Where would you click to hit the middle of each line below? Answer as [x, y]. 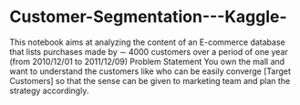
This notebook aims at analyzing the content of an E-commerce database [147, 42]
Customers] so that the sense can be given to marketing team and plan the [150, 80]
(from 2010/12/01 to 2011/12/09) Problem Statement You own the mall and [147, 61]
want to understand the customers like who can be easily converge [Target [150, 71]
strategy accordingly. [49, 90]
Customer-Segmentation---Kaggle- [148, 17]
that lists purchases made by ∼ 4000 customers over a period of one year [149, 51]
